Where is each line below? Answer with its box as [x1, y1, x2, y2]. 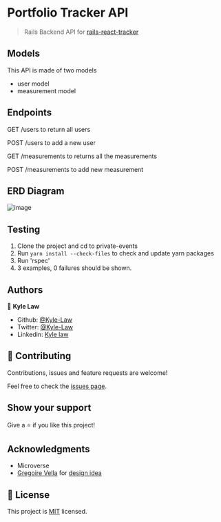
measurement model [17, 86, 76, 95]
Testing [7, 223, 41, 235]
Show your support [7, 402, 92, 414]
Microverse [17, 461, 50, 470]
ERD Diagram [7, 185, 65, 197]
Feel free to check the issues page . [7, 382, 107, 390]
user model [17, 79, 50, 88]
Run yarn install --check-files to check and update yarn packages [17, 249, 215, 258]
